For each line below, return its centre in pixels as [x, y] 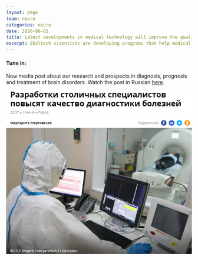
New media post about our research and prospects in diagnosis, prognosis [97, 76]
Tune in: [16, 63]
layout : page [22, 12]
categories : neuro [29, 25]
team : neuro [21, 19]
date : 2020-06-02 [27, 31]
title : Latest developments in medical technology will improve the [92, 37]
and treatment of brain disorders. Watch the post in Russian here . [85, 82]
